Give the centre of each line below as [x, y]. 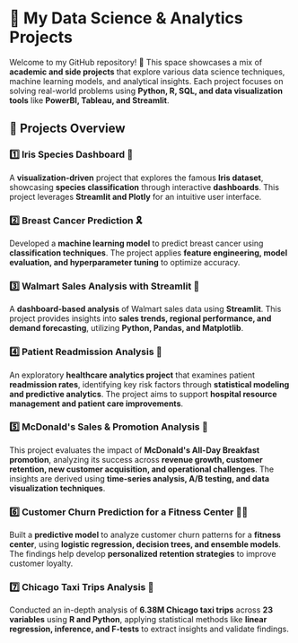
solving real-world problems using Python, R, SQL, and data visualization [146, 91]
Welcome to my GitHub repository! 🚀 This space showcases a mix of [136, 62]
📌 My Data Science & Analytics [127, 18]
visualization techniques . [57, 488]
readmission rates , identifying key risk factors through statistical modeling [149, 384]
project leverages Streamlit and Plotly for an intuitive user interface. [136, 196]
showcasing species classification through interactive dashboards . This [145, 187]
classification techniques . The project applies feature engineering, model [149, 252]
